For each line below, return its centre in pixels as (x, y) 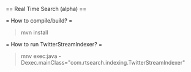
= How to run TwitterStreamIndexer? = (54, 44)
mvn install (34, 32)
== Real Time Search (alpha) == (46, 9)
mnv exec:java (39, 56)
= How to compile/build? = (39, 20)
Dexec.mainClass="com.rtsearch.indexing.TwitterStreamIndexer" (103, 63)
